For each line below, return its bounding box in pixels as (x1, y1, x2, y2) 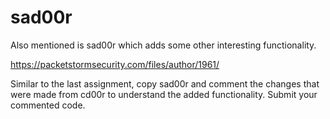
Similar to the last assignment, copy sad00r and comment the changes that (10, 77, 320, 90)
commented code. (10, 99, 86, 111)
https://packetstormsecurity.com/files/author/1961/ (10, 58, 220, 70)
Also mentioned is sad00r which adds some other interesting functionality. (10, 39, 317, 51)
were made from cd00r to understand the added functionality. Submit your (10, 88, 318, 100)
